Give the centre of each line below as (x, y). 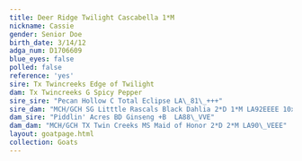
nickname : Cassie (42, 26)
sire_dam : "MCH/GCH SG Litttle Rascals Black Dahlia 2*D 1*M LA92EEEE (144, 109)
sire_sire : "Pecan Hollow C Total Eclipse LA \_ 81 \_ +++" (116, 101)
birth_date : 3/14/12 (48, 42)
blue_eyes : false (42, 59)
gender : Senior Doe (46, 34)
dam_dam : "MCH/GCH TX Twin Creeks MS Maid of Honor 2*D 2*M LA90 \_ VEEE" (148, 126)
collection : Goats (44, 142)
